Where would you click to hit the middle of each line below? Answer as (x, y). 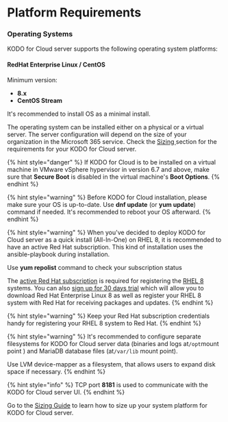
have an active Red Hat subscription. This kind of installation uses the (105, 247)
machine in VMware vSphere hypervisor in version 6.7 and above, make (109, 169)
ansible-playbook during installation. (59, 254)
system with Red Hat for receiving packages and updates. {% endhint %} (110, 302)
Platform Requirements (74, 13)
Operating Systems (40, 34)
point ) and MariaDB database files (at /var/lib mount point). (92, 351)
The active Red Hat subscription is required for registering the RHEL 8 (105, 281)
